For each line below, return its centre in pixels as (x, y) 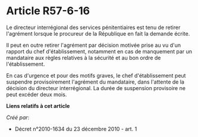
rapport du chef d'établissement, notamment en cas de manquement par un (99, 51)
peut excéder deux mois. (37, 94)
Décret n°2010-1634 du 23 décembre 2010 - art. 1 (76, 129)
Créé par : (18, 117)
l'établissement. (26, 64)
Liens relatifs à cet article (38, 106)
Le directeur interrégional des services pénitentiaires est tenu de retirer (93, 27)
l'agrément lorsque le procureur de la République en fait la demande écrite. (98, 33)
